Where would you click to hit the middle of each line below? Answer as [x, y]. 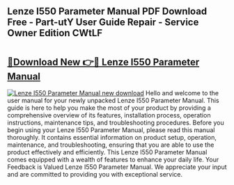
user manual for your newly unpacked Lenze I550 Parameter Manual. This [113, 100]
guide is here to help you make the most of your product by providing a [109, 108]
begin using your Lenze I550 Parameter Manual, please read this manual [111, 130]
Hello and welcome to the [182, 93]
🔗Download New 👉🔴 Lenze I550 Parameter [103, 62]
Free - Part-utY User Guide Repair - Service [103, 23]
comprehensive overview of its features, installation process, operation [109, 115]
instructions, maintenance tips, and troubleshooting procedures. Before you [116, 122]
